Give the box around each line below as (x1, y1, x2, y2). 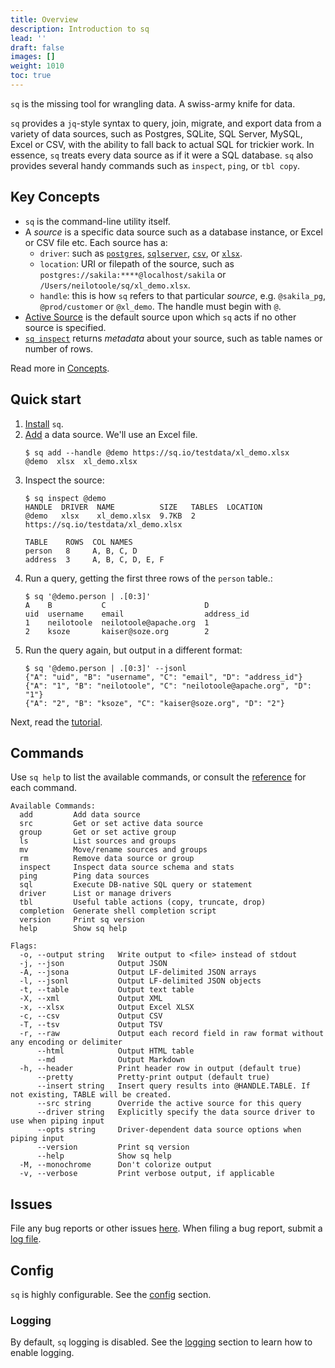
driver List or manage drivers (19, 889, 172, 899)
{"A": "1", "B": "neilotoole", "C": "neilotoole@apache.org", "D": (24, 681, 312, 691)
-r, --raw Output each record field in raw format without (19, 1029, 325, 1039)
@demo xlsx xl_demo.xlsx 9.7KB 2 (24, 511, 196, 521)
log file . (10, 1233, 42, 1245)
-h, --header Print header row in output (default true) (19, 1064, 302, 1074)
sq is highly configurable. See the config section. (10, 1288, 212, 1300)
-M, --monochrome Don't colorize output (19, 1160, 213, 1170)
